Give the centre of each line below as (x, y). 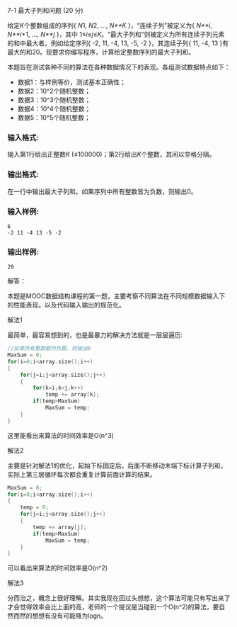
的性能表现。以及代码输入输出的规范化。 (66, 305)
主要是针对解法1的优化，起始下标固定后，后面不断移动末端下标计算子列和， (117, 465)
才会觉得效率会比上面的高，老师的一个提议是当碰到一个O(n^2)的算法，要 (113, 607)
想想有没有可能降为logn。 (69, 616)
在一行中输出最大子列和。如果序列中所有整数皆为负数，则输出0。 (102, 191)
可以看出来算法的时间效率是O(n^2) (58, 568)
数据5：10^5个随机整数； (54, 118)
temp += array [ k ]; (72, 395)
